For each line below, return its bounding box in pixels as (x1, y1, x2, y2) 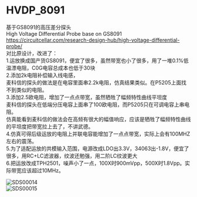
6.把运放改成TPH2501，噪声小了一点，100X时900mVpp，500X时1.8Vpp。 (6, 159, 185, 167)
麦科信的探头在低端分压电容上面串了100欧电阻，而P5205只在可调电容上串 (6, 101, 185, 108)
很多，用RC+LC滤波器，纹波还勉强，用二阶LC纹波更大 (6, 152, 138, 159)
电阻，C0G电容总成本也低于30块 (16, 64, 96, 71)
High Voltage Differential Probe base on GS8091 (6, 30, 122, 37)
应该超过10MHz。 (21, 167, 64, 174)
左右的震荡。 (6, 137, 37, 144)
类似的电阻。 (16, 86, 47, 93)
